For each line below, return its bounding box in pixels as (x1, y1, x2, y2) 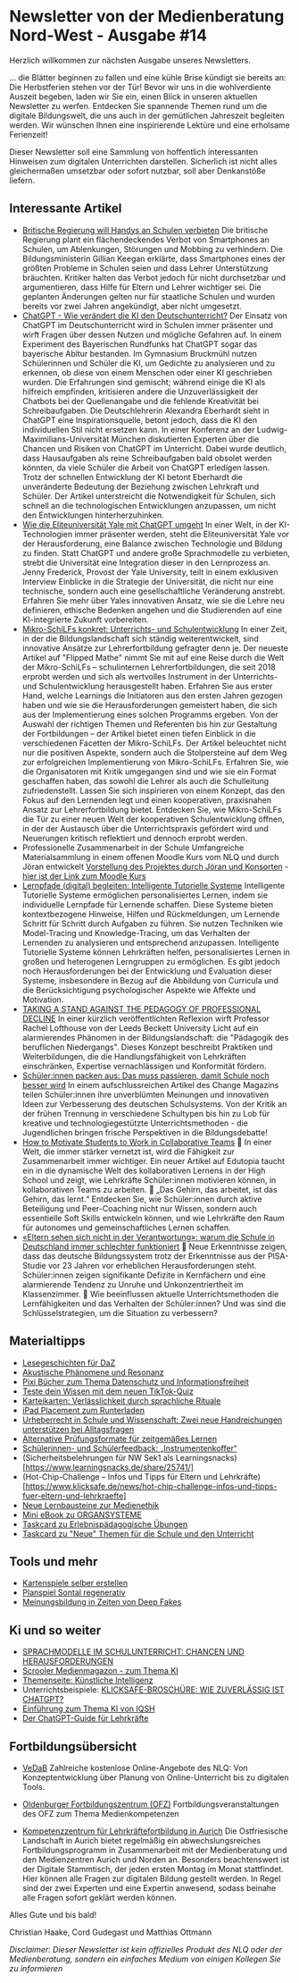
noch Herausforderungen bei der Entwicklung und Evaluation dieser (21, 966, 272, 976)
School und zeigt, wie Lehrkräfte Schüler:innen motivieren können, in (21, 1174, 277, 1186)
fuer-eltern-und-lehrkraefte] (21, 1490, 127, 1501)
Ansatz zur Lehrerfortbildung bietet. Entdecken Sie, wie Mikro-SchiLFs (21, 804, 282, 814)
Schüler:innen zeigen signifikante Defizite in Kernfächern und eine (21, 1270, 266, 1280)
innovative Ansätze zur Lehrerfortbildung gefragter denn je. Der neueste (21, 642, 288, 654)
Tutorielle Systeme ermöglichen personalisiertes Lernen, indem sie (21, 890, 269, 900)
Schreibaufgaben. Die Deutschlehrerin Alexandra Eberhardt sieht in (21, 405, 270, 416)
